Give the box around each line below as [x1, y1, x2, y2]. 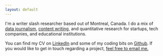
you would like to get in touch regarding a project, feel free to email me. [5, 45, 149, 51]
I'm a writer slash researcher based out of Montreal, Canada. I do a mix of [5, 20, 154, 26]
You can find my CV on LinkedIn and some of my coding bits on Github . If [5, 40, 153, 46]
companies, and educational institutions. [5, 31, 86, 37]
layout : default [5, 7, 38, 12]
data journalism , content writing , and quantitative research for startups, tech [5, 25, 159, 32]
